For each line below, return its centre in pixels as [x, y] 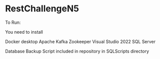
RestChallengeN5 [42, 9]
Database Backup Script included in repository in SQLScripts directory [77, 51]
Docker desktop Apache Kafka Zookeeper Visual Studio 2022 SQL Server [80, 41]
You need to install [24, 32]
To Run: [13, 22]
